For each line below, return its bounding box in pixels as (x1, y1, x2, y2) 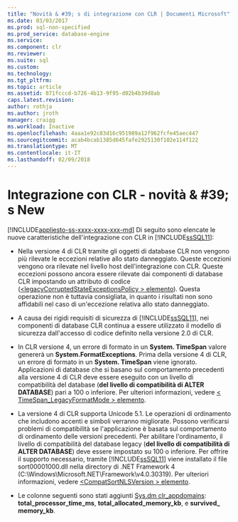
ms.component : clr (7, 43, 62, 51)
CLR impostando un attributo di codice (17, 277, 131, 286)
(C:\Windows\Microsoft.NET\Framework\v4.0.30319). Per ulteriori (17, 469, 210, 478)
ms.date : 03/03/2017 (7, 17, 69, 24)
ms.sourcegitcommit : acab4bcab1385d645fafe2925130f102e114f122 (7, 136, 199, 143)
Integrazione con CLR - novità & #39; (7, 187, 229, 203)
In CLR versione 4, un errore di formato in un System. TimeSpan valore (17, 343, 227, 351)
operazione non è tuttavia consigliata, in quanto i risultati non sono (17, 292, 213, 301)
